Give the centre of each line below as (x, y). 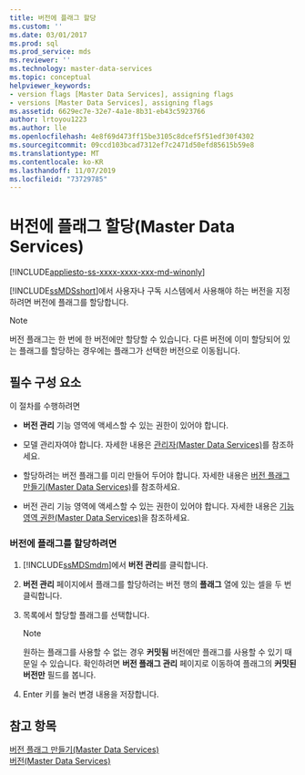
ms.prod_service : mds (51, 52)
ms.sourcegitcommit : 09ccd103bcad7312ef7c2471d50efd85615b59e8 (132, 145)
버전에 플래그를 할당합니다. (81, 303)
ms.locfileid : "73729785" (58, 179)
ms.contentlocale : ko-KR (56, 162)
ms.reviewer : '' (40, 60)
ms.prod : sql (34, 43)
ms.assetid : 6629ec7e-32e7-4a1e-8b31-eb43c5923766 (107, 111)
